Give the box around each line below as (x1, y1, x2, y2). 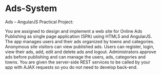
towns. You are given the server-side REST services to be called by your (5, 59, 150, 65)
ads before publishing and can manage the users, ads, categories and (5, 54, 146, 60)
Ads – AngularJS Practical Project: (5, 19, 74, 25)
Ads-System (5, 3, 57, 14)
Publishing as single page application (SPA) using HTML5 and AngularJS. (5, 33, 152, 39)
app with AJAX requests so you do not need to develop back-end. (5, 64, 138, 70)
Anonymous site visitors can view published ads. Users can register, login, (5, 44, 155, 49)
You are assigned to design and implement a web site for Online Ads (5, 28, 142, 34)
